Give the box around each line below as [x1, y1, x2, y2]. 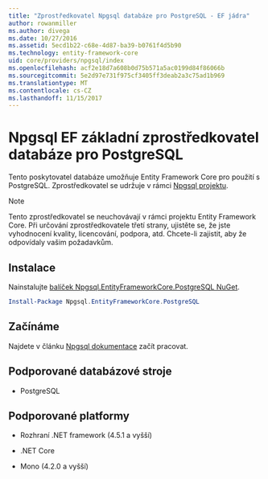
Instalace [8, 260, 56, 274]
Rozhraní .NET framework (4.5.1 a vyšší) [19, 431, 153, 440]
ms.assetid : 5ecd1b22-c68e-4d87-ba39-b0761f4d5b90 [8, 42, 182, 50]
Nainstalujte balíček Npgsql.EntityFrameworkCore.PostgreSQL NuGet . [8, 282, 240, 292]
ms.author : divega [8, 27, 70, 35]
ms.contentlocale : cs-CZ [8, 86, 92, 95]
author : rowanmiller [8, 19, 78, 27]
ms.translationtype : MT [8, 79, 89, 87]
